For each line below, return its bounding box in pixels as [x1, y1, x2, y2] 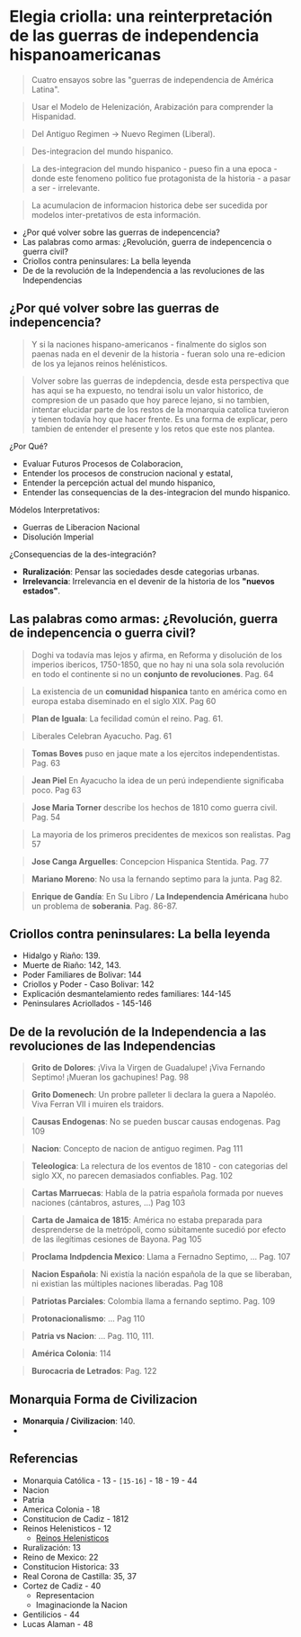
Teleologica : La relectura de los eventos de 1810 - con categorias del [31, 1161, 288, 1171]
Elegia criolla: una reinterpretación [9, 6, 273, 27]
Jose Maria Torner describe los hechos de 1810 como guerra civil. [31, 801, 278, 812]
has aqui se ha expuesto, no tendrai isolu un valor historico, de [31, 384, 263, 395]
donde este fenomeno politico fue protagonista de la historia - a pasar [31, 173, 291, 184]
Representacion [35, 1589, 94, 1600]
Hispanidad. [31, 111, 76, 122]
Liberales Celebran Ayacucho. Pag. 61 [31, 730, 173, 741]
